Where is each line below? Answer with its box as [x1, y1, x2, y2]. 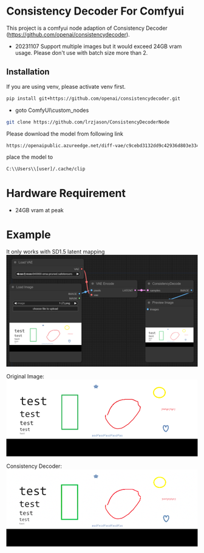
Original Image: [6, 373, 44, 380]
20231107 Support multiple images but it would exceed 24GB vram [15, 43, 182, 50]
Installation [6, 67, 50, 77]
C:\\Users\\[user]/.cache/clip [6, 166, 86, 172]
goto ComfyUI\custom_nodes [15, 106, 89, 114]
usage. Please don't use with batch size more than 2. [15, 49, 148, 56]
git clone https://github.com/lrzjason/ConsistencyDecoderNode [6, 119, 170, 125]
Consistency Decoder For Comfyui [6, 4, 185, 18]
